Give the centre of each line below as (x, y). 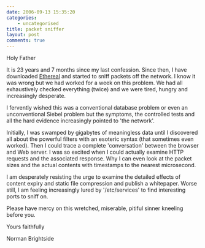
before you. (21, 215)
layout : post (23, 35)
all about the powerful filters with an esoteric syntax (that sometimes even (100, 139)
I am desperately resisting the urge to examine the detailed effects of (94, 177)
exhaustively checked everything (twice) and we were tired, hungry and (97, 89)
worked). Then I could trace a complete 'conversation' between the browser (102, 145)
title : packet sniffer (35, 29)
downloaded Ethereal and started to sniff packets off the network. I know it (101, 76)
